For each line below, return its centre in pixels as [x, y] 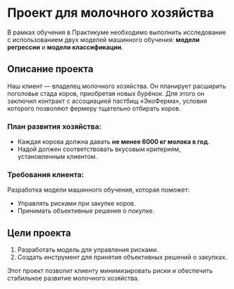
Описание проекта [50, 69]
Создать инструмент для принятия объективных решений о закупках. [122, 258]
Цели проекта [39, 233]
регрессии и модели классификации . [65, 47]
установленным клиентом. [57, 157]
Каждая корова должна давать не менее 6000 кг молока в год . [113, 142]
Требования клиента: [46, 174]
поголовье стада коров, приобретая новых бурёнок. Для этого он [106, 93]
